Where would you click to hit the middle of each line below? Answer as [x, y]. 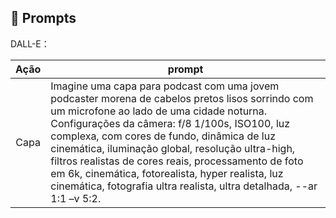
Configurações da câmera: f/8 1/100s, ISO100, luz [170, 123]
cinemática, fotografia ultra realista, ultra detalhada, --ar [184, 186]
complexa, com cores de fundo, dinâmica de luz [163, 136]
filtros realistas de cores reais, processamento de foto [177, 161]
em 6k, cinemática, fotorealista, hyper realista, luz [167, 173]
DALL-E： [30, 43]
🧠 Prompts [43, 18]
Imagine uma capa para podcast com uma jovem [165, 86]
